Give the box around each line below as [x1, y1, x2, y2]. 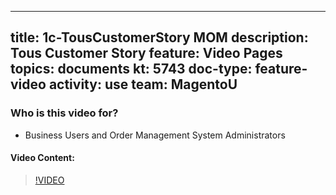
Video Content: [10, 152, 75, 164]
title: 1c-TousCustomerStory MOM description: [10, 29, 309, 46]
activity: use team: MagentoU [48, 76, 238, 93]
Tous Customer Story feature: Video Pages [10, 45, 283, 62]
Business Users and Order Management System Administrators [24, 129, 286, 141]
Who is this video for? [10, 106, 119, 120]
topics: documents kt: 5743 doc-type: [10, 61, 253, 78]
